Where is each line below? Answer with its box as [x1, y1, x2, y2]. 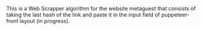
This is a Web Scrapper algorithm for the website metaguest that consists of [6, 5, 196, 12]
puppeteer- [161, 11, 190, 18]
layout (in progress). [19, 18, 70, 24]
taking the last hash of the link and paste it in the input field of [6, 11, 160, 18]
